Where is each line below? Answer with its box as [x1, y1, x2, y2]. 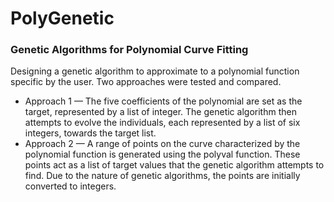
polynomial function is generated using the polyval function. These [24, 148, 301, 161]
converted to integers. [24, 180, 117, 192]
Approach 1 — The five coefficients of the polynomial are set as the [24, 95, 303, 107]
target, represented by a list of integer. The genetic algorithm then [24, 106, 297, 118]
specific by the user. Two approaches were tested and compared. [10, 76, 282, 88]
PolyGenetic [10, 7, 115, 30]
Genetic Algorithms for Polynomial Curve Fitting [10, 43, 249, 57]
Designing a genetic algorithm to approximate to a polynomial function [10, 65, 300, 77]
